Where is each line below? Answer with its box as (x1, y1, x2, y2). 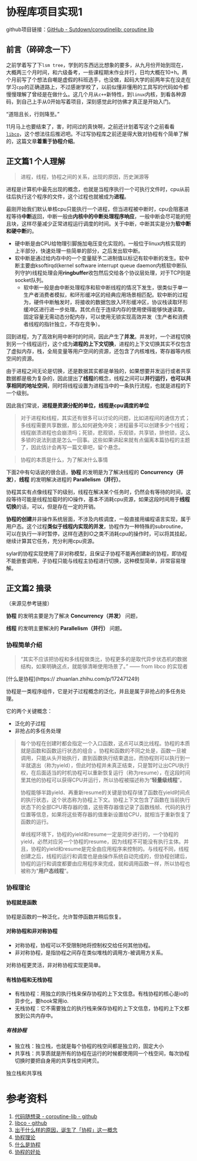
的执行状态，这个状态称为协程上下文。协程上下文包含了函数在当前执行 (20, 796, 191, 803)
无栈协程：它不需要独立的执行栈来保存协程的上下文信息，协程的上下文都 (14, 1005, 189, 1012)
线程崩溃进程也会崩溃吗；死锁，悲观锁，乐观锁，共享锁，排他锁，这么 (20, 429, 191, 436)
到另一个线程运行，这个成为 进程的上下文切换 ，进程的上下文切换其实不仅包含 (6, 340, 191, 347)
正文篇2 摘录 (6, 583, 52, 593)
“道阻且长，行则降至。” (6, 110, 60, 117)
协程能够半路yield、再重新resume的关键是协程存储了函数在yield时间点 (20, 789, 191, 796)
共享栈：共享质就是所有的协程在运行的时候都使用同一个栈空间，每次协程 (14, 1050, 189, 1057)
